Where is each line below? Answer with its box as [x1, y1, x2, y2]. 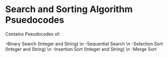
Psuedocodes [5, 14, 65, 26]
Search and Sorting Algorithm [5, 4, 133, 15]
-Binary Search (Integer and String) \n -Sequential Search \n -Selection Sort [5, 40, 163, 46]
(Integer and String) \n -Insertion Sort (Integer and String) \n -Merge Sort [5, 46, 157, 52]
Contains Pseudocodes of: [5, 31, 61, 37]
